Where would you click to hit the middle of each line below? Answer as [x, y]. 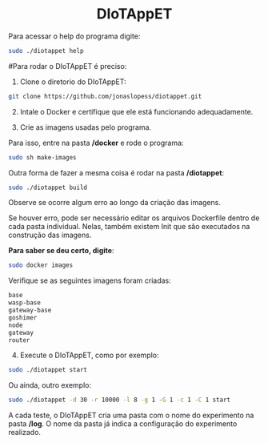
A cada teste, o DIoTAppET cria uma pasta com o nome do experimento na [131, 415]
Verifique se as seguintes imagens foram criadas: [90, 280]
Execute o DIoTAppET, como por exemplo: [89, 355]
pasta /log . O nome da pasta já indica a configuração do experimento [123, 424]
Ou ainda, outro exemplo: [50, 385]
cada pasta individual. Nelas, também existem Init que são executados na [129, 227]
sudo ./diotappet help [46, 50]
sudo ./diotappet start [48, 370]
